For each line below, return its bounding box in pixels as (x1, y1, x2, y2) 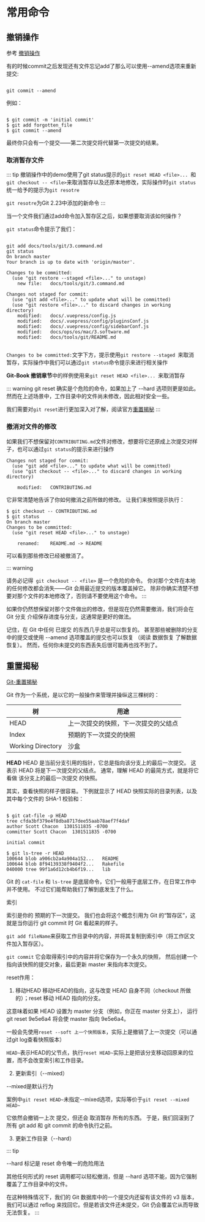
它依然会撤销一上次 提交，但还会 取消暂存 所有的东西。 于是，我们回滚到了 (6, 1114, 195, 1121)
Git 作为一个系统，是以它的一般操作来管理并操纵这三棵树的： (6, 691, 160, 699)
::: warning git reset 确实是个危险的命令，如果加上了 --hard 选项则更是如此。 (6, 385, 199, 393)
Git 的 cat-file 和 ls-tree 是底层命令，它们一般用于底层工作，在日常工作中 (6, 878, 196, 885)
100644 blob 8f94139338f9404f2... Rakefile (6, 861, 124, 867)
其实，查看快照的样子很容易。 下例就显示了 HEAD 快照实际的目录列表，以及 (6, 788, 198, 795)
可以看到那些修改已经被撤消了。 (6, 551, 87, 559)
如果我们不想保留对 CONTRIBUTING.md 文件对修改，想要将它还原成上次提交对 (6, 437, 193, 445)
